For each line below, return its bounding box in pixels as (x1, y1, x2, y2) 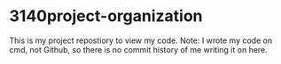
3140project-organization (9, 6, 203, 26)
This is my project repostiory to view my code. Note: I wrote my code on (9, 35, 273, 46)
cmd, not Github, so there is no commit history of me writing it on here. (9, 44, 268, 54)
